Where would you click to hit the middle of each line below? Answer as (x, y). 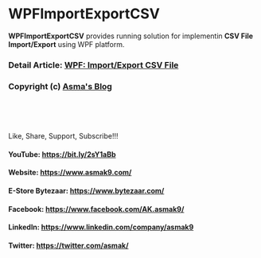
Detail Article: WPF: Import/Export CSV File (93, 64)
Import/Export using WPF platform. (66, 44)
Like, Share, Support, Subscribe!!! (63, 136)
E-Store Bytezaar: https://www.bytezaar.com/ (86, 190)
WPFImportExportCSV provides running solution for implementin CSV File (130, 36)
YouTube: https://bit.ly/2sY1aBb (62, 154)
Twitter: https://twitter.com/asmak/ (68, 245)
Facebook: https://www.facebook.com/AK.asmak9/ (96, 209)
